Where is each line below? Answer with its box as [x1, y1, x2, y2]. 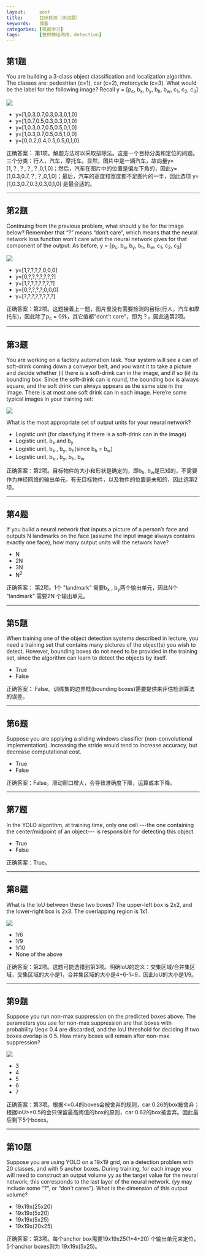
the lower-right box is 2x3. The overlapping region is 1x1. [6, 907, 149, 915]
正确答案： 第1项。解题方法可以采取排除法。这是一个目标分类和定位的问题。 [6, 149, 198, 156]
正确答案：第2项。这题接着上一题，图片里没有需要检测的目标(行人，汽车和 [6, 305, 194, 313]
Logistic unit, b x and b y [15, 437, 74, 445]
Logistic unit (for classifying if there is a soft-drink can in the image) [15, 430, 187, 437]
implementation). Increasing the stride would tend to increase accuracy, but [6, 742, 197, 749]
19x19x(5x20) [15, 1209, 50, 1217]
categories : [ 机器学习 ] [6, 26, 63, 33]
